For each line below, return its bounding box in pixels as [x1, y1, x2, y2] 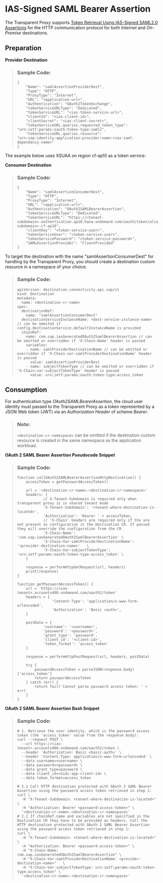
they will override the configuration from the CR [16, 526, 122, 532]
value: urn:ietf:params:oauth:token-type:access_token [30, 372, 144, 377]
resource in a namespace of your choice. [5, 264, 87, 270]
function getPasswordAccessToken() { [16, 582, 94, 587]
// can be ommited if [16, 321, 61, 326]
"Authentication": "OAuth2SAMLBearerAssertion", [26, 207, 126, 211]
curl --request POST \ [16, 737, 63, 742]
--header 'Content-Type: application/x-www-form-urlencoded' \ [21, 754, 152, 759]
